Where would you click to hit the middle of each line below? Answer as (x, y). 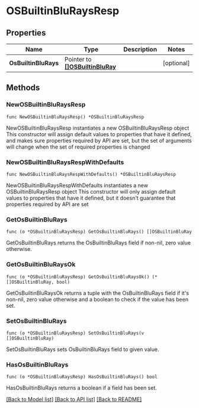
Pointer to (78, 59)
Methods (23, 88)
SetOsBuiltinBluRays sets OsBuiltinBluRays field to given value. (83, 349)
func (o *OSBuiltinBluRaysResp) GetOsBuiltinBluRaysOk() (78, 277)
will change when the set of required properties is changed (78, 147)
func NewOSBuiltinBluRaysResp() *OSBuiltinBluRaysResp (75, 117)
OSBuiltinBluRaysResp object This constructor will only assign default (91, 191)
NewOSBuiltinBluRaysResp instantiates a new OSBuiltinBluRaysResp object (98, 128)
